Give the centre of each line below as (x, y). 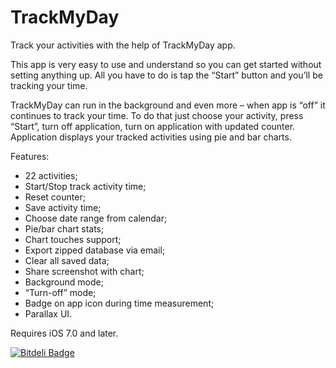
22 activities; (51, 175)
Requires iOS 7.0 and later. (64, 333)
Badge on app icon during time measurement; (119, 303)
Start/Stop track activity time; (85, 186)
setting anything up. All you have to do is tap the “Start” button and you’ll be (166, 75)
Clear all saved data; (67, 260)
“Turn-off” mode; (60, 292)
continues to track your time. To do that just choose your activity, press (157, 115)
